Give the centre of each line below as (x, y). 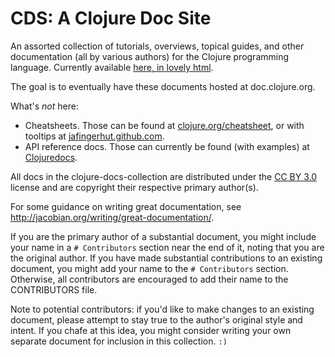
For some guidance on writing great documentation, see (126, 206)
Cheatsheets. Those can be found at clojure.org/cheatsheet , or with (164, 125)
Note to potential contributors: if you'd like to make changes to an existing (162, 309)
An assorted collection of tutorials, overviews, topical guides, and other (157, 46)
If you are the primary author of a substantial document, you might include (163, 236)
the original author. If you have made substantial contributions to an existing (166, 258)
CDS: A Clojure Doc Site (111, 18)
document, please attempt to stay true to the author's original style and (156, 319)
